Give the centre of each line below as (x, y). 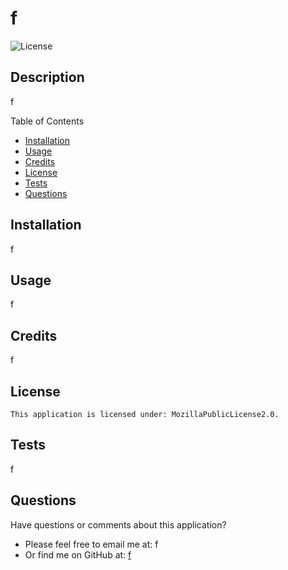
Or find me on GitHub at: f (78, 554)
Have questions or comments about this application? (118, 524)
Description (47, 77)
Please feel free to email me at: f (91, 544)
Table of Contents (47, 121)
